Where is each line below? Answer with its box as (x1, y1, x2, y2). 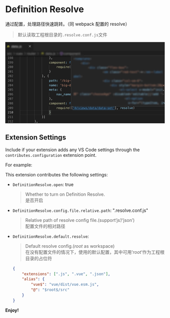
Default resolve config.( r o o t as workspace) (25, 243, 115, 249)
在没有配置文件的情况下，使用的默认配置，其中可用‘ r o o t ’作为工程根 (25, 249, 165, 255)
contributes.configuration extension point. (5, 152, 97, 158)
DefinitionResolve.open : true (12, 181, 74, 188)
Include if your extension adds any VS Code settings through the (5, 147, 140, 153)
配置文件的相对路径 (25, 223, 66, 229)
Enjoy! (5, 307, 19, 313)
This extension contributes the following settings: (5, 171, 108, 177)
